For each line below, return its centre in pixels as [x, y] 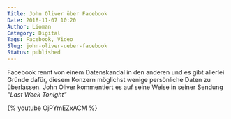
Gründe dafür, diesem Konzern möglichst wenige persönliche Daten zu [109, 79]
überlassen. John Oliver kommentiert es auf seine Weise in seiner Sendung [115, 87]
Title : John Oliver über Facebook [58, 14]
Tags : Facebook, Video [40, 40]
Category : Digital [34, 33]
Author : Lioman [29, 26]
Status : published [34, 53]
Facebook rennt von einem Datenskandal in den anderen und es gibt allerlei [116, 72]
